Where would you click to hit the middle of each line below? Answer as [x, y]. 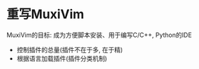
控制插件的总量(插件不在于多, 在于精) [69, 49]
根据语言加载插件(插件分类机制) [62, 58]
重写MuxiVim [45, 14]
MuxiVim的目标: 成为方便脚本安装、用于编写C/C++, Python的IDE [99, 35]
